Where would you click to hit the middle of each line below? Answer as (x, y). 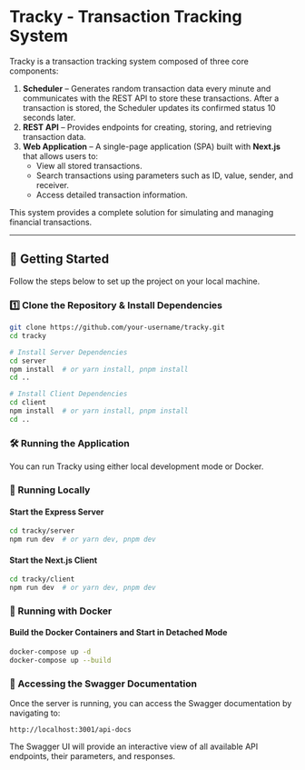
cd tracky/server (42, 531)
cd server (28, 361)
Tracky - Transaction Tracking (126, 17)
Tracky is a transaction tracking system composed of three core (129, 61)
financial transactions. (51, 222)
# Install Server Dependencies (69, 352)
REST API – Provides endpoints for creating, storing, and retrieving (147, 127)
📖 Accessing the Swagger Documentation (103, 684)
